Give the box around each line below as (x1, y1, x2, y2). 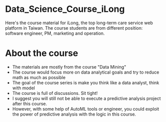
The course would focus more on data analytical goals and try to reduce (12, 69, 160, 75)
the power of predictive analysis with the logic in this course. (12, 111, 136, 117)
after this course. (12, 100, 47, 107)
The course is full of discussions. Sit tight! (12, 90, 98, 96)
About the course (5, 48, 78, 59)
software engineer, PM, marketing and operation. (5, 30, 105, 36)
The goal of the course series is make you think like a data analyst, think (12, 80, 160, 85)
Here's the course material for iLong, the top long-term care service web (5, 20, 153, 26)
